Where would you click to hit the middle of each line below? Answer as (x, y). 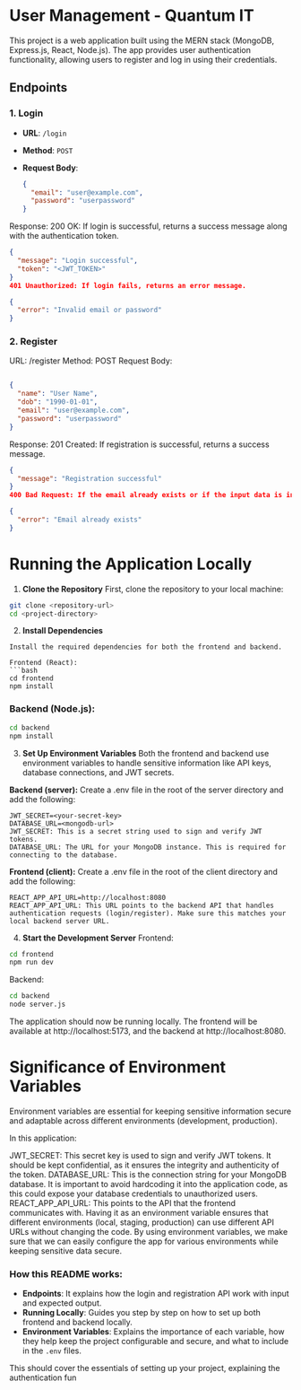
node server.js (38, 1005)
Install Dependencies (62, 631)
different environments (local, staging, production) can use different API (142, 1222)
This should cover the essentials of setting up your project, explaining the (145, 1368)
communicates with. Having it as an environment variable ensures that (139, 1212)
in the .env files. (52, 1351)
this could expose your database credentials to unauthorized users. (133, 1193)
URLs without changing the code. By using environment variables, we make (149, 1231)
